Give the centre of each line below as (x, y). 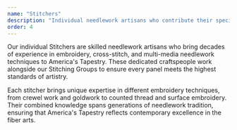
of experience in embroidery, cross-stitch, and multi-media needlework (111, 54)
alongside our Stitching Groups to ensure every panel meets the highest (112, 69)
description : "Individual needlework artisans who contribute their (110, 20)
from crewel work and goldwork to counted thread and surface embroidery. (117, 98)
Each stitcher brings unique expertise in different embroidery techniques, (114, 90)
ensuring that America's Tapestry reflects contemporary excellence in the (115, 112)
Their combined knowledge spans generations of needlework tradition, (110, 105)
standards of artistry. (38, 77)
